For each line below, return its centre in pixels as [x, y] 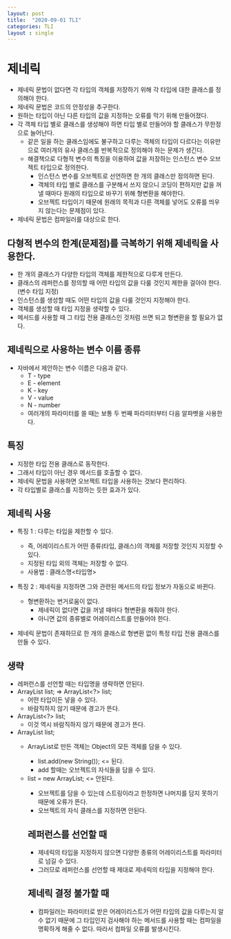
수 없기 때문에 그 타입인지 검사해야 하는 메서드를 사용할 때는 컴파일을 [130, 920]
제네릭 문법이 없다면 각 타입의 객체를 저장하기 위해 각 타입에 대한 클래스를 [115, 90]
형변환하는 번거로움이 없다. [63, 602]
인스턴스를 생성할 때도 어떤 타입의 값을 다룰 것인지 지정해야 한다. [103, 300]
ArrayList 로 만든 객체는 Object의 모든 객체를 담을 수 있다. [104, 747]
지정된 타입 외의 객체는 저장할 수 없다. [78, 564]
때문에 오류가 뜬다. [63, 802]
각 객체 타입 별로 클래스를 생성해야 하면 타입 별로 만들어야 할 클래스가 [110, 124]
